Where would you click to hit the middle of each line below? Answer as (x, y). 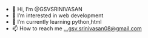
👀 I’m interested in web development (58, 15)
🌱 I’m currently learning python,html (57, 22)
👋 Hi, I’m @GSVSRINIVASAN (47, 9)
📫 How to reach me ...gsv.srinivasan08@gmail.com (77, 28)
